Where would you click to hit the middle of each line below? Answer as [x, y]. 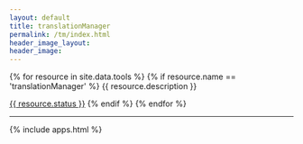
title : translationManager [60, 26]
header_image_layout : [50, 43]
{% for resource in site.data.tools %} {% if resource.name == [123, 76]
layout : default [40, 18]
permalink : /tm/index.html [60, 34]
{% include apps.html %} [56, 130]
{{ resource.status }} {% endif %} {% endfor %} [98, 103]
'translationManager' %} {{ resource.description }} [103, 86]
